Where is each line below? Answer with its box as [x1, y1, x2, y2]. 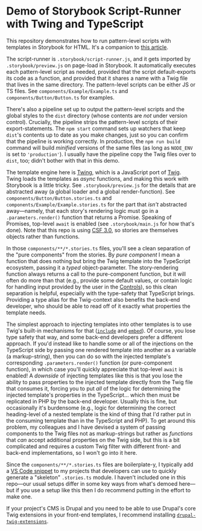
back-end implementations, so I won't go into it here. [6, 449, 137, 456]
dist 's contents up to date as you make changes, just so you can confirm [6, 131, 189, 138]
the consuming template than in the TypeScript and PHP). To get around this [6, 417, 196, 424]
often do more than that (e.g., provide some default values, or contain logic [6, 276, 193, 284]
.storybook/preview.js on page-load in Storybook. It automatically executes [6, 62, 196, 69]
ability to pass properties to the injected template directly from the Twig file [6, 378, 193, 385]
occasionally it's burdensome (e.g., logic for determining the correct [6, 404, 176, 411]
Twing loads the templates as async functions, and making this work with [6, 175, 189, 182]
